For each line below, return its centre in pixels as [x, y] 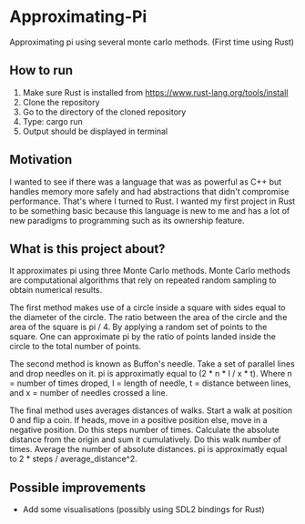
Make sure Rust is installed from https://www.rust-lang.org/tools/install [155, 92]
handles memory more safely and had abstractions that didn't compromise [149, 191]
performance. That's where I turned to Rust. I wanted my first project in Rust [152, 201]
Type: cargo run [53, 121]
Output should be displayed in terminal [95, 131]
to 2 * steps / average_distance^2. [74, 459]
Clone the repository [61, 102]
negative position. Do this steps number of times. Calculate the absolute [144, 430]
